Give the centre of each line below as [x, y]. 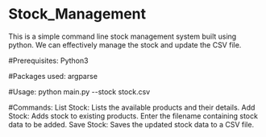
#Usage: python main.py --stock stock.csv [79, 91]
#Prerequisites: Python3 [48, 60]
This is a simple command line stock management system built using [123, 36]
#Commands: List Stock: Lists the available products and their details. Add [132, 107]
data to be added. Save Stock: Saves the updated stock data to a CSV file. [131, 124]
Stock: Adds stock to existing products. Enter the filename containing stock [133, 116]
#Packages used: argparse [53, 76]
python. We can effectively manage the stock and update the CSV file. [125, 44]
